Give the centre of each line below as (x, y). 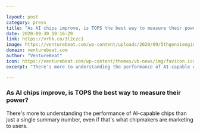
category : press (26, 22)
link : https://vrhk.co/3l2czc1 (45, 39)
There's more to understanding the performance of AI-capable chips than (96, 113)
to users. (17, 126)
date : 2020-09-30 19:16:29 (40, 33)
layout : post (22, 17)
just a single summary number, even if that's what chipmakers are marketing (100, 119)
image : (14, 45)
